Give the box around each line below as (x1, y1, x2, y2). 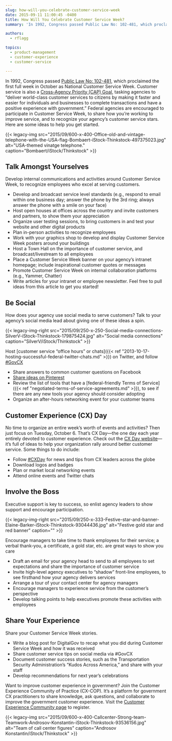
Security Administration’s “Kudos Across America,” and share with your (12, 661, 163, 668)
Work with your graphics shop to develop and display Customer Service (12, 235, 165, 241)
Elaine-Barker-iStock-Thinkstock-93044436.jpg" (5, 521, 109, 528)
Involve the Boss (5, 487, 59, 496)
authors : (5, 31, 24, 36)
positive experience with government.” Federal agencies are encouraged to (5, 105, 164, 111)
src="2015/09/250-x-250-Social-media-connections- (50, 328, 163, 334)
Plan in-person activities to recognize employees (12, 229, 116, 235)
